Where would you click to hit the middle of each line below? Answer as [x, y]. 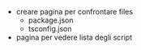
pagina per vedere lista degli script [74, 37]
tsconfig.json [50, 29]
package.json [51, 20]
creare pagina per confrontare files [75, 12]
